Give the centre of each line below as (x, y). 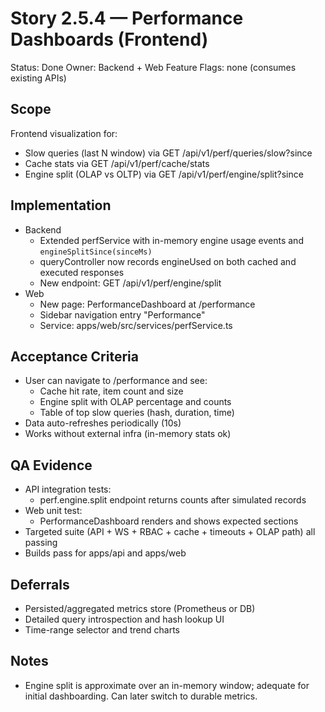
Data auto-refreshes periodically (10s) (103, 423)
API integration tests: (68, 489)
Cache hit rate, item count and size (111, 391)
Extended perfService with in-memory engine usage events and (171, 240)
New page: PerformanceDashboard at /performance (147, 304)
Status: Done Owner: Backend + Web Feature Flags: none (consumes (153, 67)
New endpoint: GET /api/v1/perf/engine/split (130, 283)
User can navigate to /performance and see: (116, 381)
